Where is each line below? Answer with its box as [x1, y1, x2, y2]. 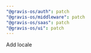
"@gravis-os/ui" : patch [6, 25, 65, 31]
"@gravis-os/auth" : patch [6, 8, 69, 15]
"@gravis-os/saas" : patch [6, 19, 69, 25]
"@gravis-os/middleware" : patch [6, 14, 85, 20]
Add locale [6, 41, 32, 48]
